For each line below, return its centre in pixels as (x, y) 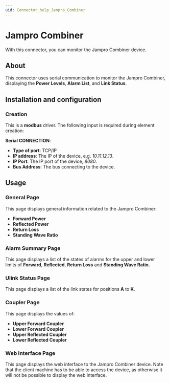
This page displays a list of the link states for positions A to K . (70, 289)
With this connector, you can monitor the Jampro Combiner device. (76, 50)
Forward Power (29, 219)
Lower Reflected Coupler (40, 340)
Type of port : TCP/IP (35, 151)
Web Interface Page (30, 353)
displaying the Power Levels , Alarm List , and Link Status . (66, 83)
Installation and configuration (53, 100)
